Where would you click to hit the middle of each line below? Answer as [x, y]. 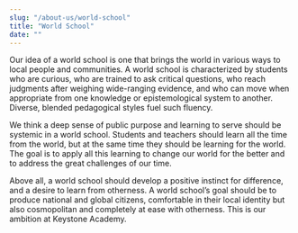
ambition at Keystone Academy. [68, 219]
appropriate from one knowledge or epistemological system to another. [141, 98]
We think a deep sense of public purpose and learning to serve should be [145, 125]
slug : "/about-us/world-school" [70, 18]
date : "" [26, 34]
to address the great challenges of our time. [91, 164]
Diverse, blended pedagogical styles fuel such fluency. [111, 108]
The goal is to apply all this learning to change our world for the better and [147, 154]
